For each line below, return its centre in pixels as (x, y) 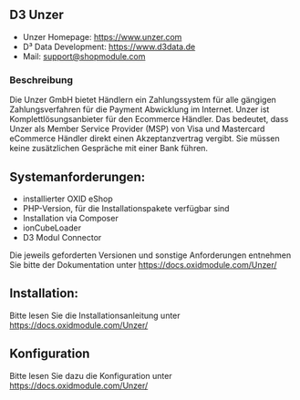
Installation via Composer (70, 218)
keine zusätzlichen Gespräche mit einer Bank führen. (109, 149)
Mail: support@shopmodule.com (84, 56)
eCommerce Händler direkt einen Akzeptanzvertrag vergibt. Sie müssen (145, 138)
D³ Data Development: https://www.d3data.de (109, 46)
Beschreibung (41, 79)
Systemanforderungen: (78, 177)
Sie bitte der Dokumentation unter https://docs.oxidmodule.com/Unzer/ (143, 264)
